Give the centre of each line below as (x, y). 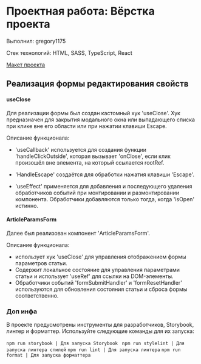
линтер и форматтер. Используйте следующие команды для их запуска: (100, 331)
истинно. (26, 205)
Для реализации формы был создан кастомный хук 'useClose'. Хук (94, 113)
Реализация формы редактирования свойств (97, 84)
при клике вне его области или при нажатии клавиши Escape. (87, 126)
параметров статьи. (41, 263)
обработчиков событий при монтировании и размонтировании (97, 193)
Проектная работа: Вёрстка (80, 11)
